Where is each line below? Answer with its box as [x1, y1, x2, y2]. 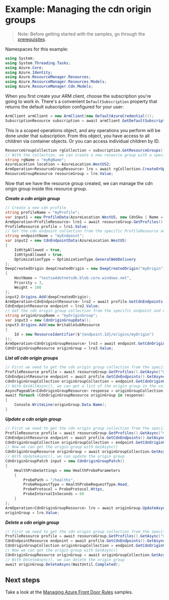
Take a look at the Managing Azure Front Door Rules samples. [5, 589, 133, 595]
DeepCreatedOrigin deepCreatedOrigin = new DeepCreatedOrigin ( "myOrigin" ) [5, 266, 165, 271]
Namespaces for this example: [5, 46, 69, 52]
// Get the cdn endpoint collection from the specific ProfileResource [5, 228, 158, 234]
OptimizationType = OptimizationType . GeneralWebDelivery [14, 257, 136, 262]
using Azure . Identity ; [5, 70, 53, 75]
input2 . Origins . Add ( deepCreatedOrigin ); [5, 294, 92, 299]
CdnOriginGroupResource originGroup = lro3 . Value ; [5, 346, 114, 351]
